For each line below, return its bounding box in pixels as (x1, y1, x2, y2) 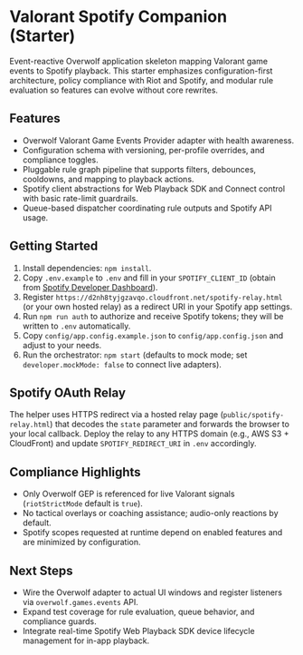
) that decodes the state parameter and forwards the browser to (49, 419, 289, 430)
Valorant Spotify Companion (9, 6, 228, 27)
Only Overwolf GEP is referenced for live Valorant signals (22, 488, 235, 500)
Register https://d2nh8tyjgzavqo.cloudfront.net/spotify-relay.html (22, 291, 283, 302)
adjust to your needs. (22, 339, 102, 350)
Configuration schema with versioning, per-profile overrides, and (22, 144, 265, 155)
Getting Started (9, 239, 99, 254)
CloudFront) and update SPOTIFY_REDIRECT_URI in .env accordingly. (9, 438, 257, 449)
